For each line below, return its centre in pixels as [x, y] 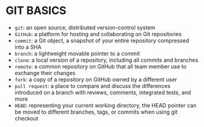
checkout [26, 118]
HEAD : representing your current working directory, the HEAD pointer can [105, 105]
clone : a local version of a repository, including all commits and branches [106, 60]
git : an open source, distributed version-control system [85, 27]
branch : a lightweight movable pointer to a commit [77, 53]
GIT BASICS [36, 11]
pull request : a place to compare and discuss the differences [93, 85]
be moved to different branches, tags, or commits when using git [96, 112]
